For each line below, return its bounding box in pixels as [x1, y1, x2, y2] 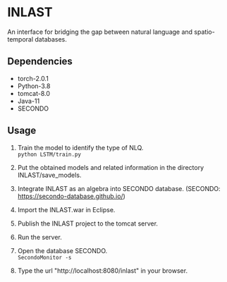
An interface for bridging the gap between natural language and [7, 27, 192, 36]
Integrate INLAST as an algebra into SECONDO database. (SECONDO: [17, 184, 221, 192]
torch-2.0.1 [17, 74, 49, 82]
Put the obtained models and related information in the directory [17, 163, 204, 171]
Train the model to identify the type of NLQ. [17, 143, 144, 152]
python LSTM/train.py [17, 151, 81, 158]
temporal [7, 35, 34, 43]
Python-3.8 [17, 82, 51, 90]
